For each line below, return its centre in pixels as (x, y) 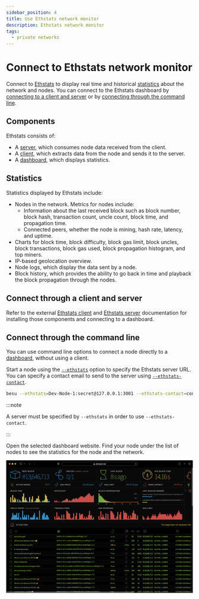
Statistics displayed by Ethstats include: (54, 193)
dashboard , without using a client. (48, 358)
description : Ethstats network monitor (55, 25)
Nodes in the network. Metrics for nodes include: (75, 204)
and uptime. (38, 236)
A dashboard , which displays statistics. (62, 159)
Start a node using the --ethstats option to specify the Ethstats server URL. (99, 370)
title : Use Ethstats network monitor (53, 19)
